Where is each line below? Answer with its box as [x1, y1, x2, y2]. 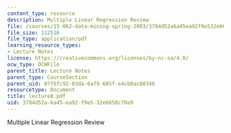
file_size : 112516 [7, 29, 60, 36]
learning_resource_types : [7, 42, 81, 49]
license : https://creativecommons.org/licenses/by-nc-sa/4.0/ [7, 55, 189, 62]
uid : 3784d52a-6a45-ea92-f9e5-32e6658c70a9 [7, 99, 134, 106]
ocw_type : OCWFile [7, 61, 60, 68]
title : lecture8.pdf [7, 93, 67, 100]
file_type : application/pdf [7, 36, 88, 43]
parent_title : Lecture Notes [7, 67, 91, 74]
